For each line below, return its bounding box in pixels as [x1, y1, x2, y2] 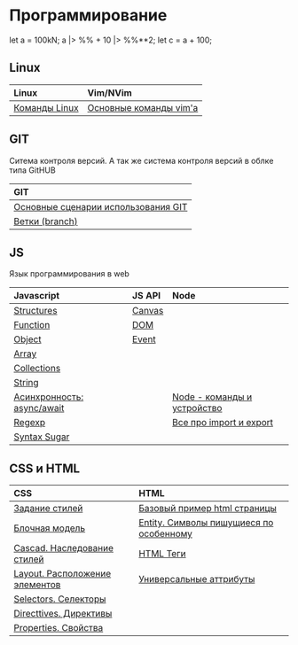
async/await [13, 402, 65, 415]
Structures [13, 305, 58, 317]
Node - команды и [172, 391, 253, 403]
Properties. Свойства [13, 622, 104, 634]
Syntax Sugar [13, 431, 70, 443]
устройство [172, 402, 223, 415]
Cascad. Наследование [13, 542, 114, 555]
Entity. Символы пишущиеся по [138, 517, 274, 529]
